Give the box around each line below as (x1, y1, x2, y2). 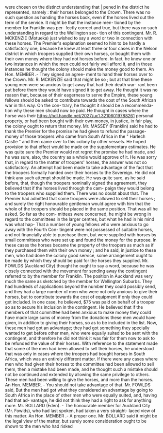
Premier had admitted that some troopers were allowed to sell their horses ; (5, 196, 156, 201)
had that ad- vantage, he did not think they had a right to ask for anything (5, 397, 152, 403)
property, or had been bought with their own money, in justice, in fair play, (5, 118, 153, 124)
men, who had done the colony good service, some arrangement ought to (5, 253, 153, 258)
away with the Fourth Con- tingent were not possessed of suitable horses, (5, 226, 154, 232)
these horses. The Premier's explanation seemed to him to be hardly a (5, 40, 146, 46)
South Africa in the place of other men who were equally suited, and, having (5, 392, 157, 398)
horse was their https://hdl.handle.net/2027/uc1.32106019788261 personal (5, 113, 154, 118)
